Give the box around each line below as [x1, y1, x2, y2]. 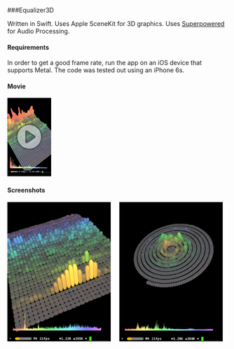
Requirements [7, 43, 50, 51]
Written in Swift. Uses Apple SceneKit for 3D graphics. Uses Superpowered [7, 20, 225, 27]
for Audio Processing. [7, 27, 70, 35]
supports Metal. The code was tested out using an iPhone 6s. [7, 66, 184, 74]
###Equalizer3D [7, 6, 55, 14]
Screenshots [7, 186, 46, 194]
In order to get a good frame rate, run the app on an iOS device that [7, 59, 202, 67]
